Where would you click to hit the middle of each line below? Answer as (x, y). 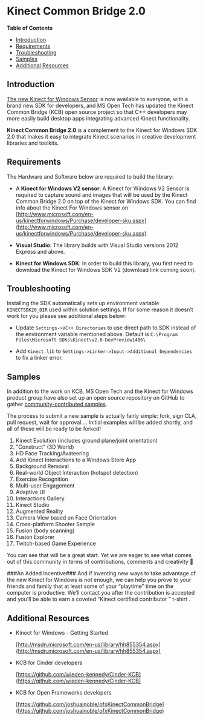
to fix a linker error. (39, 358)
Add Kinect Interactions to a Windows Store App (76, 460)
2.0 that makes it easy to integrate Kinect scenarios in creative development (101, 136)
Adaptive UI (30, 492)
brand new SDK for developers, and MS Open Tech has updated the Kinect (100, 105)
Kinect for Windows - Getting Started (62, 633)
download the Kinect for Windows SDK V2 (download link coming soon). (106, 269)
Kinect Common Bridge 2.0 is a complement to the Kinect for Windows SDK (102, 130)
